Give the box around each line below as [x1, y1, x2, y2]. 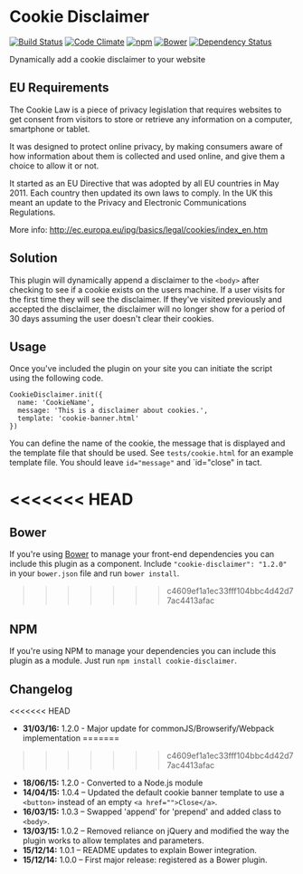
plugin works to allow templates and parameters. [22, 835, 204, 846]
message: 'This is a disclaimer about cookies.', [17, 406, 208, 416]
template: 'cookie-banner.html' [17, 414, 140, 423]
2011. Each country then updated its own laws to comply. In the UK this [9, 187, 273, 198]
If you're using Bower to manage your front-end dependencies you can [9, 549, 275, 560]
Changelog [9, 681, 73, 696]
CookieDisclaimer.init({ [9, 390, 103, 399]
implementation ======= [22, 733, 120, 744]
